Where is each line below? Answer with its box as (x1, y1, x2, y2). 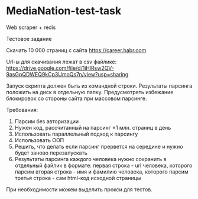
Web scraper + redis (6, 24, 56, 31)
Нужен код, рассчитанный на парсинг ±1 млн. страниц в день (14, 124, 171, 131)
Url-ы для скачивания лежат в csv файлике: (6, 58, 117, 65)
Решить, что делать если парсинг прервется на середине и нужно (14, 143, 183, 150)
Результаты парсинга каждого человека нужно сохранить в (14, 155, 167, 162)
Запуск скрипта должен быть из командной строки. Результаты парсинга (6, 82, 193, 89)
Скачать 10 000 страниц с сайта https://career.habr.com (6, 46, 147, 54)
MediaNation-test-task (6, 4, 122, 18)
